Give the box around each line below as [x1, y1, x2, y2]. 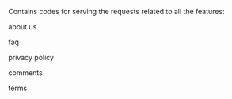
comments [8, 68, 44, 78]
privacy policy [8, 53, 54, 62]
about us [8, 22, 37, 31]
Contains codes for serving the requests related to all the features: [8, 7, 225, 16]
